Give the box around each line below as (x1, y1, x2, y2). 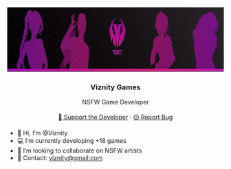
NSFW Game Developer (82, 98, 149, 106)
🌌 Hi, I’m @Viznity (16, 129, 68, 137)
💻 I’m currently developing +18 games (16, 137, 127, 145)
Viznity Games (90, 82, 141, 92)
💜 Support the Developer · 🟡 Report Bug (58, 113, 173, 122)
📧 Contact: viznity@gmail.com (16, 154, 103, 162)
